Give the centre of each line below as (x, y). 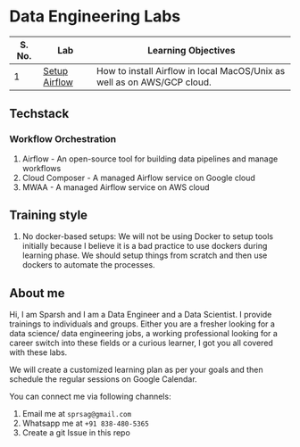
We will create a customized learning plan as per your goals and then (136, 370)
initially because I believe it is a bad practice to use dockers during (145, 246)
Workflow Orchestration (63, 139)
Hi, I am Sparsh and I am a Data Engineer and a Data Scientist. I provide (141, 315)
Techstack (39, 114)
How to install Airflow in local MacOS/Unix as (191, 70)
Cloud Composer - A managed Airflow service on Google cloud (139, 178)
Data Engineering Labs (95, 17)
